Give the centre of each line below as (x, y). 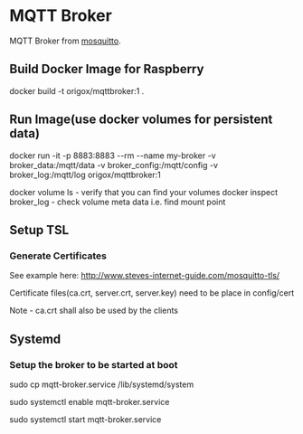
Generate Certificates (58, 256)
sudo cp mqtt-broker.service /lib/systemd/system (102, 384)
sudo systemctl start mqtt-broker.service (85, 419)
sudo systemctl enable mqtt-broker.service (90, 401)
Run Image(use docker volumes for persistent (141, 120)
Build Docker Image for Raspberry (107, 69)
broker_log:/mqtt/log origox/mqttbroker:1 (85, 175)
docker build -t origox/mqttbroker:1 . (77, 90)
